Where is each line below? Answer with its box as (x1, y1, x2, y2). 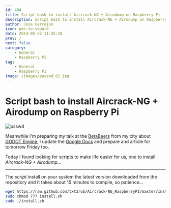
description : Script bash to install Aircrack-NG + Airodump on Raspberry (5, 17, 167, 22)
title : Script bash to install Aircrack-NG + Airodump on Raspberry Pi (5, 12, 160, 17)
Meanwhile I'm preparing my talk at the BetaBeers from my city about (5, 133, 151, 139)
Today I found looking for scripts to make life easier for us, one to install (5, 154, 156, 160)
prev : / (5, 36, 22, 41)
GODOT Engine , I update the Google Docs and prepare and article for (5, 138, 151, 144)
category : (5, 45, 26, 50)
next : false (5, 41, 31, 46)
